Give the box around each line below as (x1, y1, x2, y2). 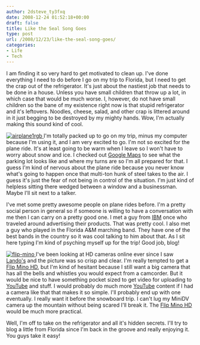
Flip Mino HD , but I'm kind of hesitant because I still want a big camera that (6, 263, 190, 270)
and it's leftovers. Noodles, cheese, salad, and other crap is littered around (6, 108, 190, 115)
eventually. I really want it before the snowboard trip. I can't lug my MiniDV (6, 295, 189, 302)
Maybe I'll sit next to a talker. (6, 189, 76, 196)
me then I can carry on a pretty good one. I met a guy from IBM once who (6, 213, 187, 221)
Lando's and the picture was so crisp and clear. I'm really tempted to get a (6, 257, 189, 264)
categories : (6, 42, 36, 48)
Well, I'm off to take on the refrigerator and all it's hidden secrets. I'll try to (6, 319, 188, 326)
